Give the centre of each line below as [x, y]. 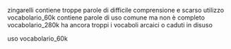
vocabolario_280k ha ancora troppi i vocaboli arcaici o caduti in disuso [110, 25]
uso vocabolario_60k [38, 38]
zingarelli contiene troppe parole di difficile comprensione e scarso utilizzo [116, 10]
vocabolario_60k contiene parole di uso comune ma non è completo [106, 17]
